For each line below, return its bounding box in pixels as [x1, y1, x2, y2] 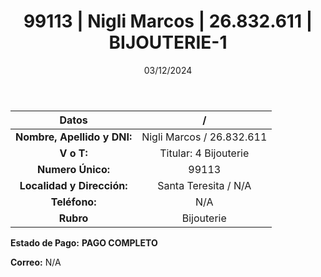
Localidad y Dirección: [19, 178, 128, 192]
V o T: [59, 146, 88, 160]
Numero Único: [37, 162, 111, 176]
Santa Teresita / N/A [157, 178, 252, 192]
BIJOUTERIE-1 [108, 31, 228, 54]
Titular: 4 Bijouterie [159, 146, 250, 160]
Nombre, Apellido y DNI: [15, 130, 133, 144]
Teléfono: [50, 195, 97, 209]
